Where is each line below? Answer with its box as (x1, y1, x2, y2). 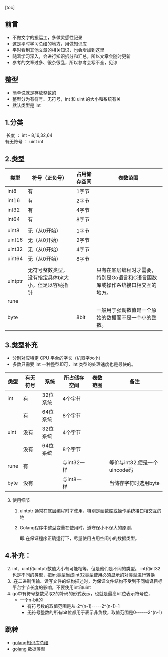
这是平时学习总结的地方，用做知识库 (12, 40, 87, 47)
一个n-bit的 (19, 597, 43, 603)
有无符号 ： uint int (5, 139, 44, 145)
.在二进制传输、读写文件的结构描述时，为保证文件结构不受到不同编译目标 (12, 578, 163, 584)
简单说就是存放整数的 (12, 90, 56, 96)
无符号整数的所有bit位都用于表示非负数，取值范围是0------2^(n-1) (27, 609, 162, 615)
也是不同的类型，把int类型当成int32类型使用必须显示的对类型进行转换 (12, 572, 155, 578)
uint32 (7, 246, 23, 253)
